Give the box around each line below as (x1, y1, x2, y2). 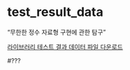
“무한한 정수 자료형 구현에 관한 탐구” (7, 28, 106, 36)
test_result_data (7, 4, 103, 20)
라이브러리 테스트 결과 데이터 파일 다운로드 (7, 42, 124, 51)
